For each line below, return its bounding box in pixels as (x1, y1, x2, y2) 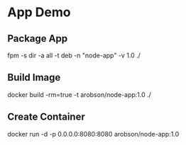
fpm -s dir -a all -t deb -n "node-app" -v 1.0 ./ (7, 51, 141, 59)
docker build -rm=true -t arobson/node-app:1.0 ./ (7, 90, 151, 99)
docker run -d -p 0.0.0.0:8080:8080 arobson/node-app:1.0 (7, 129, 180, 138)
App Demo (7, 4, 71, 21)
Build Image (7, 71, 61, 83)
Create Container (7, 111, 85, 123)
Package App (7, 33, 68, 45)
